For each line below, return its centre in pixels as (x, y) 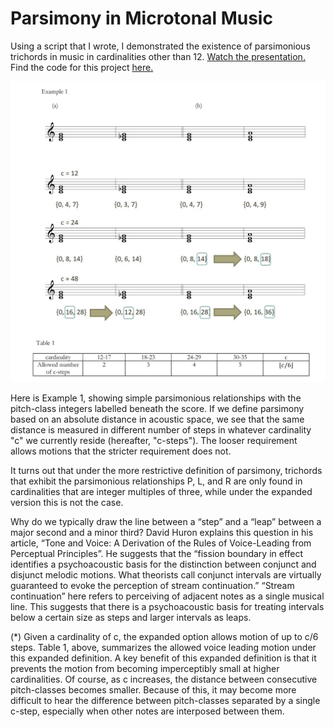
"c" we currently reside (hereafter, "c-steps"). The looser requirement (154, 440)
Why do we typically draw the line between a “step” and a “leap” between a (166, 521)
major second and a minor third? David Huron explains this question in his (162, 532)
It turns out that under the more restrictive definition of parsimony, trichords (166, 470)
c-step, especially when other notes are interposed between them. (147, 711)
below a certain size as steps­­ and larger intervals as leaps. (131, 617)
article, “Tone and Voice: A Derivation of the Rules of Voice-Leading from (161, 543)
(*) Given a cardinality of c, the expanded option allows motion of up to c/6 (164, 636)
